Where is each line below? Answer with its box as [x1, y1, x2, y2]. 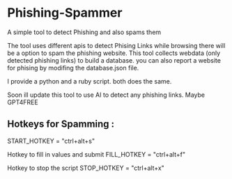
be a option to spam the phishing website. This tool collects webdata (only [7, 49, 221, 57]
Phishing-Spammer [7, 5, 123, 21]
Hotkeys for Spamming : [7, 118, 115, 130]
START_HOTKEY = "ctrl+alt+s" [7, 137, 95, 145]
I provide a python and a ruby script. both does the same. [7, 77, 172, 85]
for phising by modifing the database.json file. [7, 63, 139, 72]
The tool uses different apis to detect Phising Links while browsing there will [7, 41, 226, 49]
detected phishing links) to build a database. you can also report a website [7, 56, 222, 64]
